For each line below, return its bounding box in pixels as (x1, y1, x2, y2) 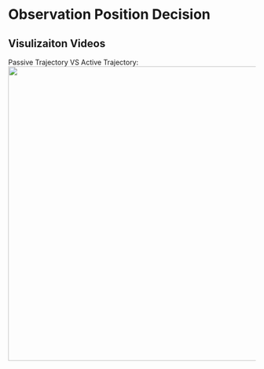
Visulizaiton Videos (8, 37, 106, 50)
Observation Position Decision (8, 5, 211, 24)
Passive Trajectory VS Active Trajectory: (8, 57, 139, 67)
